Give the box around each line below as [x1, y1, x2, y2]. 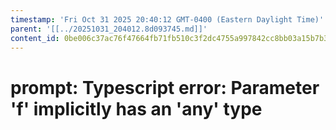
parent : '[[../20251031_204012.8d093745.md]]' [10, 24, 208, 34]
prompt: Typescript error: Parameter [10, 76, 320, 99]
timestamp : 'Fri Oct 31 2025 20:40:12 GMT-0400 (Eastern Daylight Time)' [10, 14, 325, 25]
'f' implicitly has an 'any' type [10, 97, 263, 120]
